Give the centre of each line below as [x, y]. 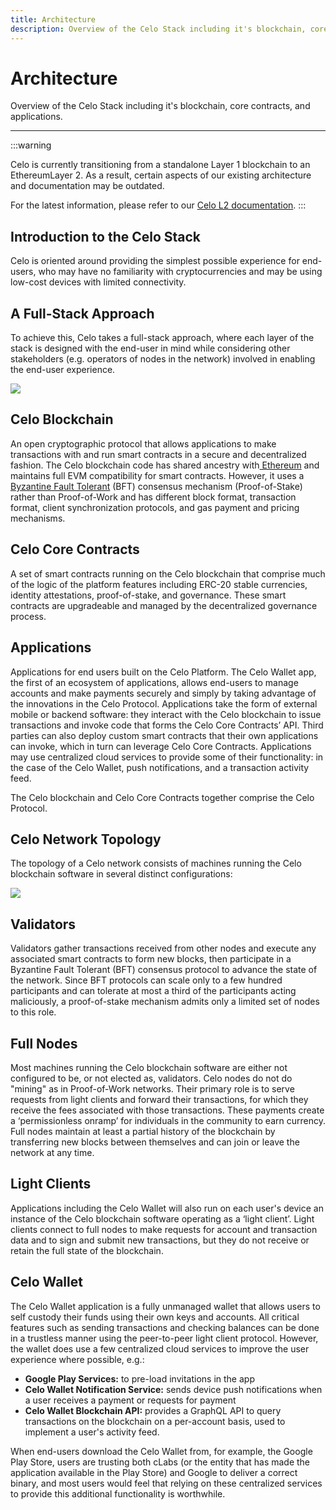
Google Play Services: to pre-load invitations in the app [139, 1378]
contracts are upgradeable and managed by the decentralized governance [164, 605]
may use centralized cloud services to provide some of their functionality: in [167, 757]
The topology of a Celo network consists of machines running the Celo [156, 863]
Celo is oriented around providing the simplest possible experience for [155, 261]
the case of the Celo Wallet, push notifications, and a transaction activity [160, 767]
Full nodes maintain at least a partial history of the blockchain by [143, 1131]
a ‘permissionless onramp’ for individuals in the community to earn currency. [168, 1120]
